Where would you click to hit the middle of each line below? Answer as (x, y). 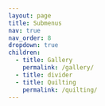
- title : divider (44, 75)
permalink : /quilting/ (60, 90)
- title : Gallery (44, 61)
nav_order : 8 (30, 38)
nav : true (25, 30)
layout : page (30, 16)
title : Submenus (35, 23)
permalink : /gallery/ (58, 68)
